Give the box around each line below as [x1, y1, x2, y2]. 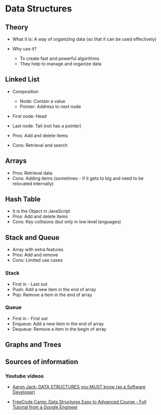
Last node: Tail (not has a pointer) [12, 123, 81, 129]
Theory [5, 23, 29, 31]
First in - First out [12, 315, 48, 321]
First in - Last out [12, 281, 48, 287]
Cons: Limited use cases [12, 257, 63, 263]
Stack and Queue [5, 233, 60, 242]
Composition [12, 88, 39, 94]
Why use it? [12, 46, 37, 51]
